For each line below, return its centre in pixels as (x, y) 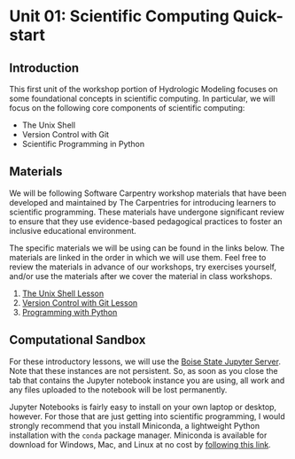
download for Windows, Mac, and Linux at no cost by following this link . (140, 444)
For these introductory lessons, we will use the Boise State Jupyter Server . (145, 362)
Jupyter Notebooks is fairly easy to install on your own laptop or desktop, (143, 407)
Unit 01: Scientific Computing (120, 16)
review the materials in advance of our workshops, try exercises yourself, (143, 267)
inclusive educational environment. (73, 230)
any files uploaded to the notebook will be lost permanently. (118, 389)
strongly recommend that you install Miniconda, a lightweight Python (134, 425)
